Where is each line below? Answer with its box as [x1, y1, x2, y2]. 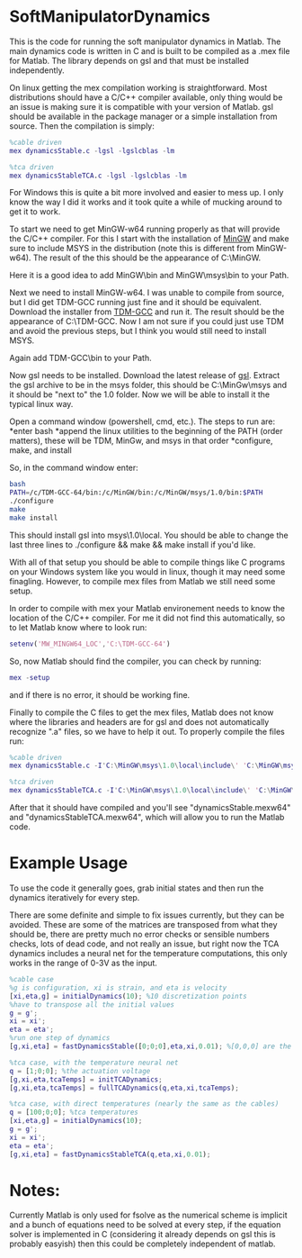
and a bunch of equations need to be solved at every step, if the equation [9, 1219, 281, 1230]
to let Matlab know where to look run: [9, 621, 147, 632]
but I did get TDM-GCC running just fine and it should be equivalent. [9, 297, 262, 308]
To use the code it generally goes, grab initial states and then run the [9, 882, 264, 893]
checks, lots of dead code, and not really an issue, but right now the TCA [9, 938, 280, 949]
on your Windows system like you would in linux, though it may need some [9, 566, 286, 577]
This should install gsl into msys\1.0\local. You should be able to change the [9, 529, 289, 540]
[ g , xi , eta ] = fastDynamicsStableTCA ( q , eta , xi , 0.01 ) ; [9, 1150, 211, 1159]
